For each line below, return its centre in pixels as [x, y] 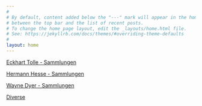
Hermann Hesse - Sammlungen [45, 74]
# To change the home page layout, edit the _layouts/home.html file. [96, 28]
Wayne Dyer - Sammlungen [40, 85]
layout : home [23, 46]
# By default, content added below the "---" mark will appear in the [96, 17]
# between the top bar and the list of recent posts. [75, 23]
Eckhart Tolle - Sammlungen [41, 62]
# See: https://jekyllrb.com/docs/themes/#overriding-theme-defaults [95, 34]
